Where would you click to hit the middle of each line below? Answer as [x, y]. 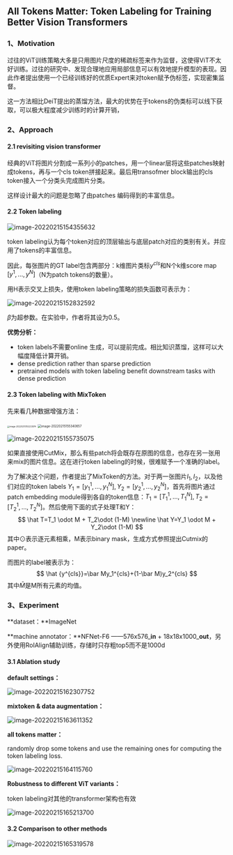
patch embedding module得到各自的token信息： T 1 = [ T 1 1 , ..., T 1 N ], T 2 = [108, 497]
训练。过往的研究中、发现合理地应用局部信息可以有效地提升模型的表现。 [116, 68]
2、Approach [30, 130]
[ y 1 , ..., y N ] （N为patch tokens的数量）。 [62, 273]
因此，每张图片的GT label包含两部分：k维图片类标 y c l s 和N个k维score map [112, 265]
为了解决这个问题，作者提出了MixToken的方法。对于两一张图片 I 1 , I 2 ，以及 [112, 477]
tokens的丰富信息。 [47, 250]
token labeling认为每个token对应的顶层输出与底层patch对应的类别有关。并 [114, 242]
